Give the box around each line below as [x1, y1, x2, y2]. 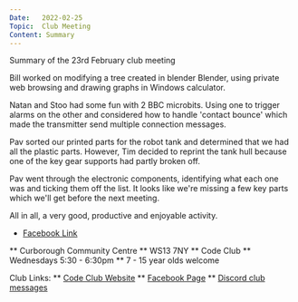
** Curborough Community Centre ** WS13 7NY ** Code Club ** [9, 246, 252, 257]
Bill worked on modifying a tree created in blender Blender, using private [9, 73, 280, 83]
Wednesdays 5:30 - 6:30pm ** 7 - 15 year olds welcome [9, 255, 220, 266]
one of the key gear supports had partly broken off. [9, 156, 201, 167]
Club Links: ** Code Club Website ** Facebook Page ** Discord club [9, 273, 265, 284]
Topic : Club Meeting [9, 22, 91, 31]
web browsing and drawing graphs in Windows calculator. [9, 83, 226, 93]
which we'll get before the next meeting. [9, 192, 160, 204]
